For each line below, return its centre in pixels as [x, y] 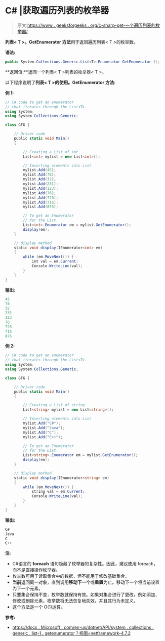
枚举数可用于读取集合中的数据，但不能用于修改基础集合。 [71, 576]
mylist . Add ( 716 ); [41, 202]
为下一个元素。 [27, 589]
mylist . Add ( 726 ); [41, 198]
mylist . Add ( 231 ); [41, 184]
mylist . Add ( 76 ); [40, 193]
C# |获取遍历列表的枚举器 [57, 11]
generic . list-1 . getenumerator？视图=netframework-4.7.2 [71, 633]
